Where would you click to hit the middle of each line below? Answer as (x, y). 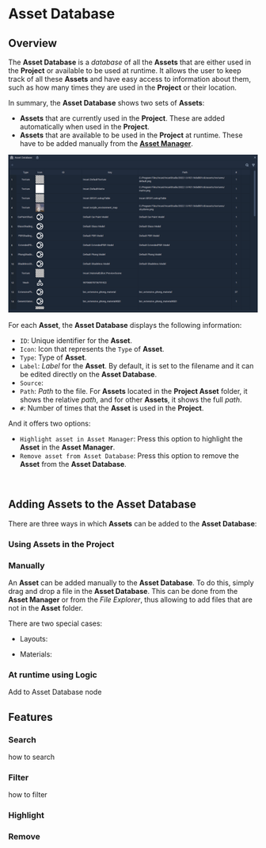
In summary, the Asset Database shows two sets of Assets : (106, 103)
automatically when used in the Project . (85, 127)
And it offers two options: (49, 423)
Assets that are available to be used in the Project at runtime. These (131, 135)
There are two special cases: (55, 623)
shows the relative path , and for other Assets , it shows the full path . (131, 399)
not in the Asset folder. (46, 607)
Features (30, 717)
